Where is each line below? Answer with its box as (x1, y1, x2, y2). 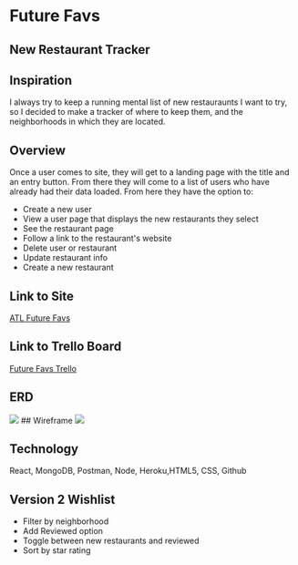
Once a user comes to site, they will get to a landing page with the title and (9, 167, 290, 178)
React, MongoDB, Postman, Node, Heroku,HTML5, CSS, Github (9, 466, 247, 477)
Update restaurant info (22, 252, 108, 263)
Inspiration (9, 72, 73, 87)
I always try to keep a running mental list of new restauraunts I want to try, (9, 97, 288, 108)
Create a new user (22, 204, 93, 215)
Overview (9, 142, 67, 158)
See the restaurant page (22, 223, 114, 234)
